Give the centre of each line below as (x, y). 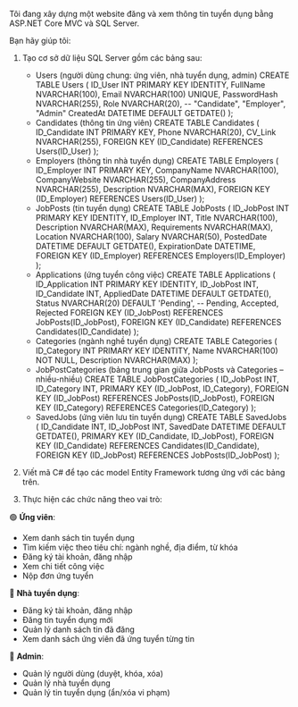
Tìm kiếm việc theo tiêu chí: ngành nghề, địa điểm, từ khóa (130, 547)
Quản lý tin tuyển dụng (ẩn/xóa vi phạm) (96, 692)
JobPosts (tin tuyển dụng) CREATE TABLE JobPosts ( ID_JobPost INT (162, 208)
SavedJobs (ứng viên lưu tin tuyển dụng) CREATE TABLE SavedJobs (161, 417)
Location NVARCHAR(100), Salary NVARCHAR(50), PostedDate (151, 236)
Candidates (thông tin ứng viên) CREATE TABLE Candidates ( (148, 122)
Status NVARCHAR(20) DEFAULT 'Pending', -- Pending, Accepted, (157, 303)
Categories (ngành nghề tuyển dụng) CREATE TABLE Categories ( (157, 341)
